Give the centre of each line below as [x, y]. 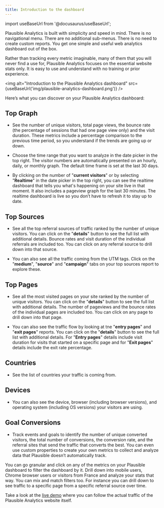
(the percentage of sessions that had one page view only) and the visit [83, 130]
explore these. [27, 269]
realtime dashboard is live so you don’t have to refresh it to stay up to [82, 196]
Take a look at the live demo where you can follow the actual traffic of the [79, 495]
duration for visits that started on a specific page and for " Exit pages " [82, 342]
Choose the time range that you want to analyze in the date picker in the [85, 155]
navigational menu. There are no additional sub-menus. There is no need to [81, 38]
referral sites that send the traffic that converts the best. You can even [83, 445]
